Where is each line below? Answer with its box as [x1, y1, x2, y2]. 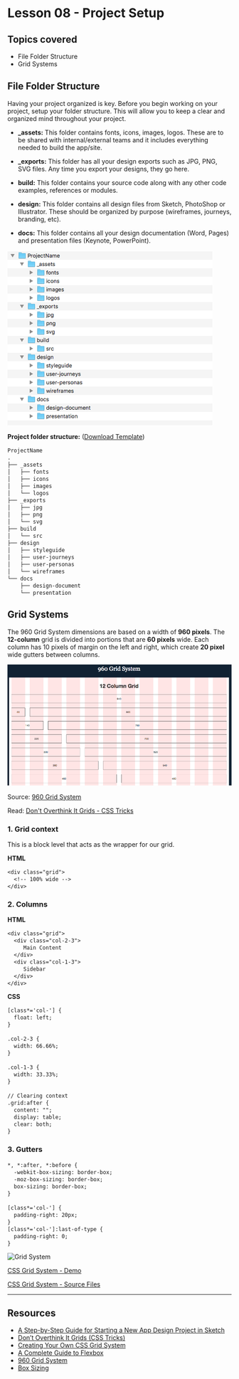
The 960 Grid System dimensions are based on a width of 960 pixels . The [7, 628, 225, 636]
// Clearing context [7, 1092, 69, 1100]
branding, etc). [17, 215, 62, 223]
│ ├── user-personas [7, 561, 75, 568]
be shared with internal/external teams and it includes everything [17, 135, 208, 144]
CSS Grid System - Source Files [7, 1279, 101, 1289]
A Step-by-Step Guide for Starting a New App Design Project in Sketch [17, 1326, 225, 1335]
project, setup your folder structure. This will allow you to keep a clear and [7, 107, 225, 115]
